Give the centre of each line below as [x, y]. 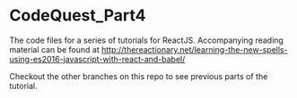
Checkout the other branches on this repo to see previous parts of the [139, 76]
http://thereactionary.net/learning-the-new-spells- [195, 49]
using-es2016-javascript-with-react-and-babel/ [97, 59]
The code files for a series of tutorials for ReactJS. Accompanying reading [147, 40]
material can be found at [55, 49]
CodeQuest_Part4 [78, 16]
